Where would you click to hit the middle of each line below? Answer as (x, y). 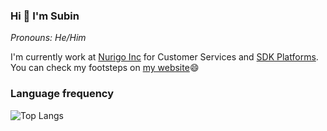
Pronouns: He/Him (48, 38)
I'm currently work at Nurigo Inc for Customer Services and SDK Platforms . (164, 57)
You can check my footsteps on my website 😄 (105, 68)
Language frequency (62, 94)
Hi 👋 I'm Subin (45, 16)
